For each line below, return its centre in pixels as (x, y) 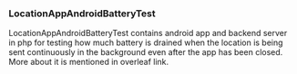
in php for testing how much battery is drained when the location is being (146, 42)
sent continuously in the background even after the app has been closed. (146, 52)
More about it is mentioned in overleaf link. (89, 62)
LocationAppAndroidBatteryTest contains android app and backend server (148, 33)
